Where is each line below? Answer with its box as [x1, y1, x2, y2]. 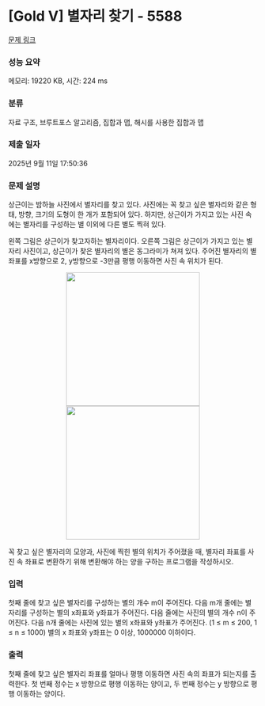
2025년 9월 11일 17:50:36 [8, 158, 89, 168]
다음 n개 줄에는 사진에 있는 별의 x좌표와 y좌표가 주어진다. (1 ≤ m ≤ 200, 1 [31, 618, 257, 628]
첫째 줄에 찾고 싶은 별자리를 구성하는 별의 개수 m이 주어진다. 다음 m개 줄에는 [8, 598, 244, 608]
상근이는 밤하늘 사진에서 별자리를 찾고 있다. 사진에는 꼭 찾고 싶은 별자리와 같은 [8, 199, 249, 210]
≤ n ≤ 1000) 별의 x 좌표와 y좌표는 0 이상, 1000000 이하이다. [8, 628, 196, 637]
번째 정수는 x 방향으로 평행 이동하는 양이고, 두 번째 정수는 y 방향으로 [39, 678, 249, 689]
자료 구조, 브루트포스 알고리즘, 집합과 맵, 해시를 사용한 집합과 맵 [8, 117, 204, 127]
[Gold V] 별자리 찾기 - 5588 [8, 7, 183, 25]
